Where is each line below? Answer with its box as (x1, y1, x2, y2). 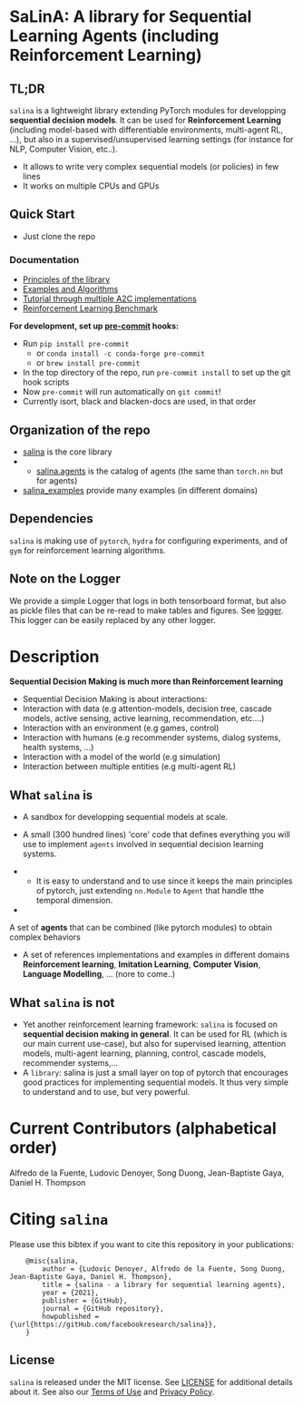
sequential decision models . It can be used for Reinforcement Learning (9, 115, 281, 125)
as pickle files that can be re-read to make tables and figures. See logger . (9, 605, 284, 616)
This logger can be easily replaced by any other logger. (9, 614, 216, 625)
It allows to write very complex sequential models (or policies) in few (22, 161, 279, 171)
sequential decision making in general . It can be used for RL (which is (22, 1029, 288, 1040)
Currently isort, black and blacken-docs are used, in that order (22, 396, 257, 407)
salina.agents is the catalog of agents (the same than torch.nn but (35, 465, 284, 476)
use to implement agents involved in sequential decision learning (22, 839, 265, 850)
